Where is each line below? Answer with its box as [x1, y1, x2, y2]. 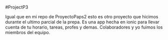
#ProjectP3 [5, 4, 29, 10]
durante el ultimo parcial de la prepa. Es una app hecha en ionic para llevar [5, 19, 159, 25]
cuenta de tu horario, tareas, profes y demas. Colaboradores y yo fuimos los [5, 24, 163, 30]
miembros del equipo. [5, 30, 50, 35]
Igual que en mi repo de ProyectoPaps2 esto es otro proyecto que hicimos [5, 14, 158, 19]
